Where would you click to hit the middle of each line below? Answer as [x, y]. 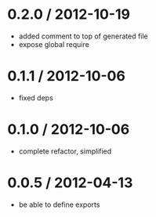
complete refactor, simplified [65, 151]
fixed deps [36, 98]
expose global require [54, 44]
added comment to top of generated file [83, 36]
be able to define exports [59, 204]
